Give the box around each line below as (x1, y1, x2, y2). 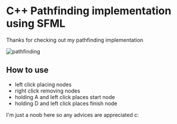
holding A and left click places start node (14, 93, 115, 100)
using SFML (6, 17, 66, 30)
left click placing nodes (14, 81, 72, 88)
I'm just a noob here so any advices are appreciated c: (6, 111, 139, 118)
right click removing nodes (14, 87, 80, 94)
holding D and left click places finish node (14, 100, 118, 107)
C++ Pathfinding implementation (6, 4, 172, 18)
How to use (6, 65, 49, 75)
